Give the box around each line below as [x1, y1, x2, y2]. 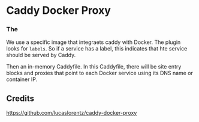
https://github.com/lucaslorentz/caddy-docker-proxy [6, 109, 137, 117]
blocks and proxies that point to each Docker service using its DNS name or [6, 70, 194, 77]
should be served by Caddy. [6, 52, 76, 59]
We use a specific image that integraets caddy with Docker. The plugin [6, 38, 181, 46]
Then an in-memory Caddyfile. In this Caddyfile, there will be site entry [6, 63, 182, 70]
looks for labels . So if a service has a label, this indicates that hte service [6, 45, 188, 52]
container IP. [6, 76, 38, 83]
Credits [6, 93, 35, 103]
